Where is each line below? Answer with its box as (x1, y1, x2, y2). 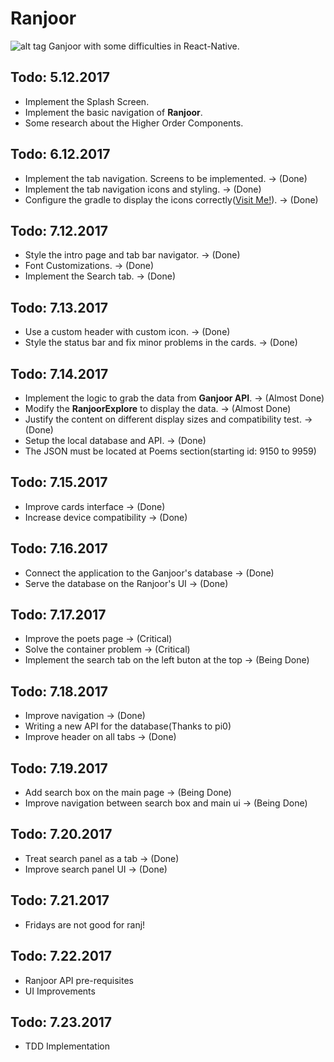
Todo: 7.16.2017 (10, 540, 108, 557)
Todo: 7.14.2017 (10, 365, 109, 382)
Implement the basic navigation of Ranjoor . (24, 106, 203, 118)
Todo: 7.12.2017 (10, 222, 109, 239)
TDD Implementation (24, 1040, 110, 1052)
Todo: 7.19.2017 (10, 760, 108, 777)
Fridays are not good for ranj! (24, 918, 146, 931)
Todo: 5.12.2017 (10, 69, 111, 86)
